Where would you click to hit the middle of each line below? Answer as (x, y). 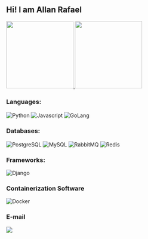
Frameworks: (26, 160)
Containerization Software (45, 188)
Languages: (24, 102)
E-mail (16, 217)
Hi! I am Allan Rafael (44, 10)
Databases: (23, 131)
